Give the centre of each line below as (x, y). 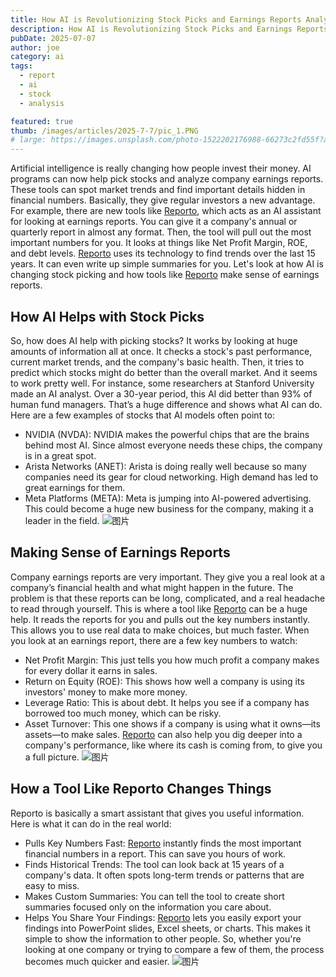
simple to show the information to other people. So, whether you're (163, 938)
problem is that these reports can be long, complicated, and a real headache (168, 598)
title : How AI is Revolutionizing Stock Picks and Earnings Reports (156, 19)
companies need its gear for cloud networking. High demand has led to (171, 477)
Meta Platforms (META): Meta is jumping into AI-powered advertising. (168, 498)
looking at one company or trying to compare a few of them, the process (174, 949)
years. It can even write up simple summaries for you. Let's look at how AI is (167, 264)
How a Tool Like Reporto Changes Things (141, 789)
